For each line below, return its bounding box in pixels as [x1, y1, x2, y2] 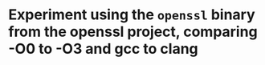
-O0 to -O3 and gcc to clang [8, 40, 198, 58]
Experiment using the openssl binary [8, 6, 255, 24]
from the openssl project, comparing [8, 22, 259, 41]
